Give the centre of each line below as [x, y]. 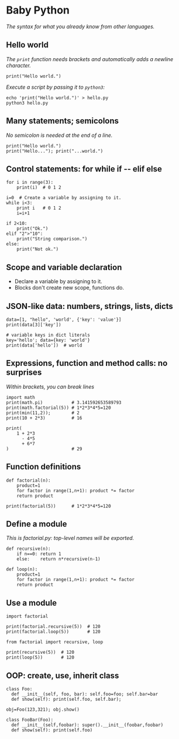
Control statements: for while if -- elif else [84, 169]
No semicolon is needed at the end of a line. [59, 135]
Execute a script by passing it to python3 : [56, 87]
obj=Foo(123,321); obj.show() [43, 710]
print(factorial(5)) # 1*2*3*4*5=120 [58, 506]
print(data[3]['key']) [34, 325]
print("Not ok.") [38, 249]
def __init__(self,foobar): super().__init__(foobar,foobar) [87, 725]
